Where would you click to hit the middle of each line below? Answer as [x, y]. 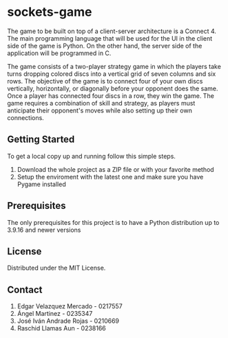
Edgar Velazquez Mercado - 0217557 [70, 306]
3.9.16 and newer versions [44, 230]
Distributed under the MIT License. [56, 268]
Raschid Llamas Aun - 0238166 [62, 328]
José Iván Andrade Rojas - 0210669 [68, 321]
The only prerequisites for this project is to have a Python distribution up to [113, 222]
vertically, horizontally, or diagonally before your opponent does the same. [113, 88]
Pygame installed [42, 184]
